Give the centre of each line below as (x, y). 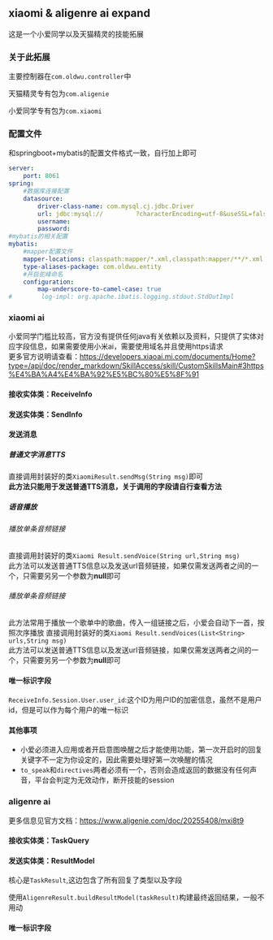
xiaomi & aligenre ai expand (79, 13)
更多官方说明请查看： (44, 357)
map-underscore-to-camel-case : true (100, 289)
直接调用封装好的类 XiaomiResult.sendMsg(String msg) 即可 (106, 476)
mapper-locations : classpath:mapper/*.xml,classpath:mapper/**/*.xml (143, 259)
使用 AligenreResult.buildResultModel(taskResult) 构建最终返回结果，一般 (133, 898)
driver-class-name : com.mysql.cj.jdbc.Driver (116, 206)
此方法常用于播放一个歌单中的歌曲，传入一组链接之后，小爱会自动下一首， (133, 622)
